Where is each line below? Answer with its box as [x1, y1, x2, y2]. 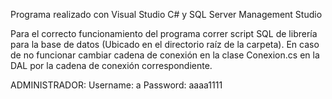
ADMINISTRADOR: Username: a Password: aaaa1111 [10, 79, 223, 91]
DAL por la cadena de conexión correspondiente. [10, 60, 213, 71]
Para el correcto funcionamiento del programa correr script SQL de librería [10, 28, 318, 39]
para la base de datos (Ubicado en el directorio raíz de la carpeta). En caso [10, 39, 320, 50]
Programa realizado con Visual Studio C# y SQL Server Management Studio [10, 9, 323, 20]
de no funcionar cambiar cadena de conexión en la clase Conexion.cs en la [10, 49, 320, 61]
